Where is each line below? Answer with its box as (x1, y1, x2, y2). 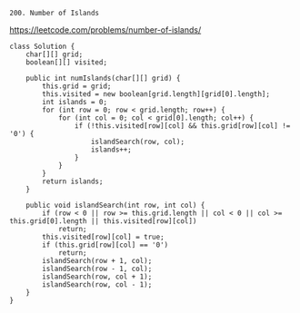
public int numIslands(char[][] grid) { (25, 73, 181, 83)
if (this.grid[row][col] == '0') (42, 240, 169, 249)
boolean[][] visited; (25, 58, 107, 67)
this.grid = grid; (42, 82, 112, 91)
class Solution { (9, 42, 75, 51)
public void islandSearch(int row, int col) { (25, 201, 205, 210)
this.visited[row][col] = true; (42, 232, 165, 241)
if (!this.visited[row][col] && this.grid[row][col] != (74, 122, 291, 131)
